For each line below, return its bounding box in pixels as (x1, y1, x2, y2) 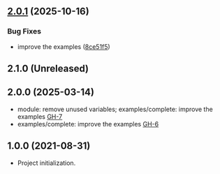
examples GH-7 (17, 112, 63, 121)
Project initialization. (17, 159, 76, 167)
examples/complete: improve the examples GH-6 (17, 119, 159, 128)
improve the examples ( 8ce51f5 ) (17, 42, 110, 51)
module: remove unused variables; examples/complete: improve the (17, 105, 213, 113)
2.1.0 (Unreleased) (7, 63, 89, 75)
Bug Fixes (7, 27, 42, 36)
